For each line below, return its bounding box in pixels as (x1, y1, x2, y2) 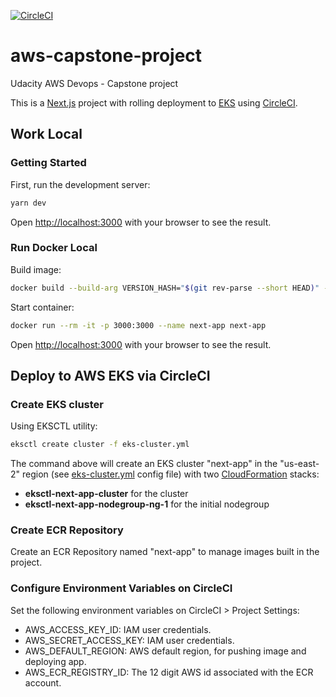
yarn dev (10, 198, 47, 208)
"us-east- (279, 458, 320, 470)
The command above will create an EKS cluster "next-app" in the (10, 458, 278, 470)
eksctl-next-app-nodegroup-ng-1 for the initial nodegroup (24, 498, 270, 510)
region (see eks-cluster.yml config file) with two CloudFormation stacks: (21, 468, 320, 480)
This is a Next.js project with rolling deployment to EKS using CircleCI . (10, 96, 298, 109)
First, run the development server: (10, 178, 151, 190)
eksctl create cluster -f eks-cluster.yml (10, 440, 190, 450)
